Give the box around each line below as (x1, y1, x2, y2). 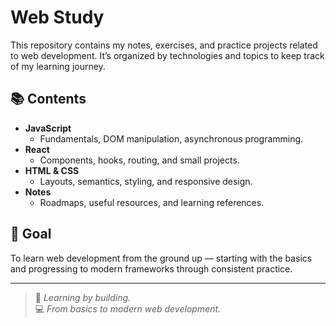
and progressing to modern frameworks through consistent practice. (10, 262, 293, 275)
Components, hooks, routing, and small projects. (39, 154, 240, 166)
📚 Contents (10, 91, 87, 108)
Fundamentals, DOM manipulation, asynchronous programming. (39, 132, 304, 145)
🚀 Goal (10, 226, 52, 243)
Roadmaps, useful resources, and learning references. (39, 196, 265, 208)
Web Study (10, 6, 105, 29)
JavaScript (24, 122, 72, 134)
